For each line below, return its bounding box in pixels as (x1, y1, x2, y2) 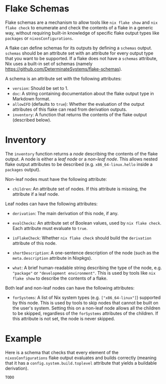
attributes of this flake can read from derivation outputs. (12, 106, 127, 112)
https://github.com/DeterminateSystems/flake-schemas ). (5, 66, 123, 72)
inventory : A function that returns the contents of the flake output (12, 111, 147, 117)
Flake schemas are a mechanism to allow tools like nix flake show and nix (5, 19, 158, 25)
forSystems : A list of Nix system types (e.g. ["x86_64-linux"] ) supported (12, 294, 161, 301)
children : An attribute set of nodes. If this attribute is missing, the (12, 186, 147, 192)
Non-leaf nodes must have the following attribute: (5, 176, 107, 182)
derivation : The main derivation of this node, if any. (12, 210, 119, 216)
